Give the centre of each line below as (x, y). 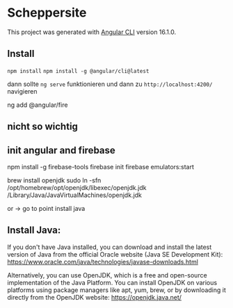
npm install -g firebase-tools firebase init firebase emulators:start (101, 166)
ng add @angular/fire (38, 105)
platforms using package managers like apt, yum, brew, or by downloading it (116, 290)
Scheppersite (47, 13)
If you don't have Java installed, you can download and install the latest (110, 247)
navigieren (22, 91)
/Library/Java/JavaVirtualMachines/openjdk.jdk (75, 195)
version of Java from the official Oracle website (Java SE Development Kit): (115, 254)
